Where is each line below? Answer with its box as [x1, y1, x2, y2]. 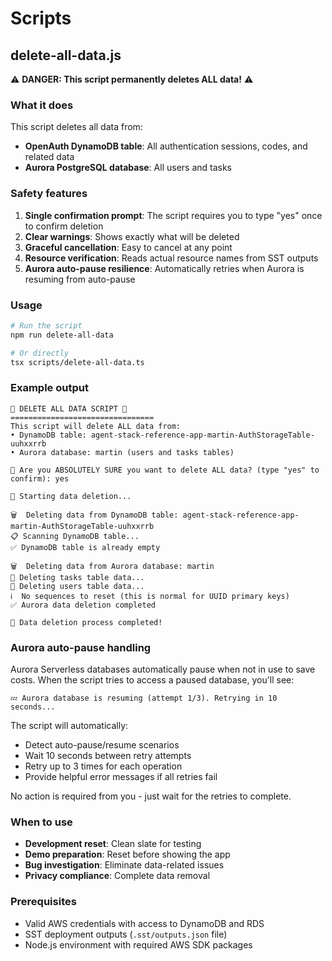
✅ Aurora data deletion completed [10, 600, 156, 610]
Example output [10, 381, 89, 395]
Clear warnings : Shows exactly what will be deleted [24, 230, 240, 242]
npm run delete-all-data [10, 330, 114, 340]
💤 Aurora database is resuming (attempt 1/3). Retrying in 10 [10, 693, 278, 703]
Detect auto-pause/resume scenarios [24, 738, 180, 751]
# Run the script [10, 320, 83, 331]
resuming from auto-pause [24, 273, 136, 285]
